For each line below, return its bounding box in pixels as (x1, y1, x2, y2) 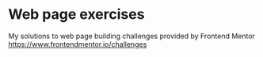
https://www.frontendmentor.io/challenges (8, 39, 147, 48)
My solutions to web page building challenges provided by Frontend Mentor (8, 31, 256, 41)
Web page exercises (8, 5, 145, 23)
